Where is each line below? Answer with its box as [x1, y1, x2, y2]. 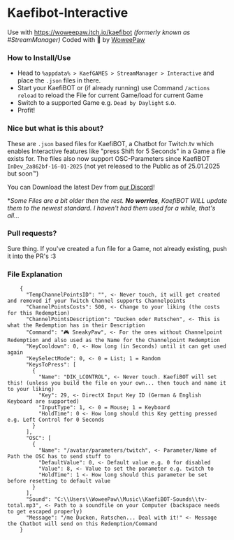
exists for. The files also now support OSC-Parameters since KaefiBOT [7, 154, 210, 162]
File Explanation [7, 269, 63, 279]
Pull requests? [7, 229, 57, 239]
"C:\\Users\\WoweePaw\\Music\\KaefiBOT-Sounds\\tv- [54, 496, 208, 503]
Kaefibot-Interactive [7, 5, 129, 21]
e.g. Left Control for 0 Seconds [7, 416, 105, 424]
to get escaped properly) [7, 509, 82, 516]
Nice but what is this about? [7, 124, 104, 134]
